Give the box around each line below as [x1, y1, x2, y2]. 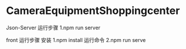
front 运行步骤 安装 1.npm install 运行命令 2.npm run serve [6, 36, 146, 43]
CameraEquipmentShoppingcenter [6, 4, 180, 17]
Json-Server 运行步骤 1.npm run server [6, 24, 101, 31]
